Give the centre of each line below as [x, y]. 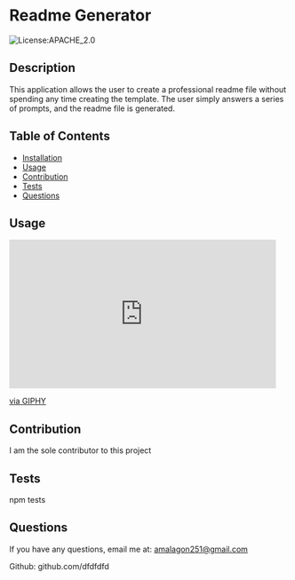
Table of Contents [60, 136]
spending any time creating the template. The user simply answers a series [147, 99]
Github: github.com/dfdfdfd [59, 566]
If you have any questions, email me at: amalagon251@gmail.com [129, 549]
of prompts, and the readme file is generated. [92, 108]
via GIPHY [28, 401]
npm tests [28, 500]
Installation [42, 157]
